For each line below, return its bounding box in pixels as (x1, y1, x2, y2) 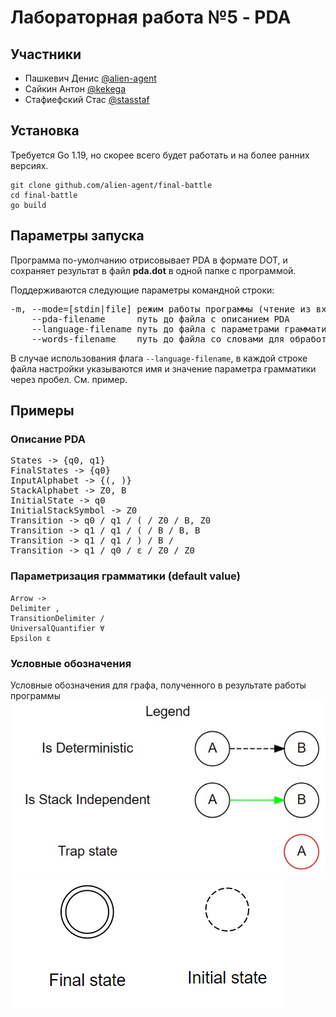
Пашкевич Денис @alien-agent (24, 72, 157, 84)
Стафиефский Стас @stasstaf (24, 94, 150, 105)
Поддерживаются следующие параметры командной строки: (10, 284, 275, 296)
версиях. (10, 159, 49, 171)
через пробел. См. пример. (10, 373, 128, 385)
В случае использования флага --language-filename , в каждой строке (10, 352, 308, 364)
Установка (10, 122, 80, 140)
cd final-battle (10, 190, 78, 200)
